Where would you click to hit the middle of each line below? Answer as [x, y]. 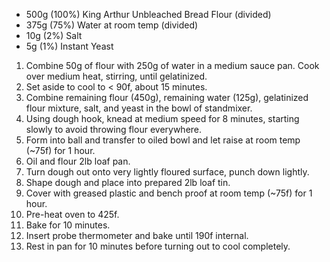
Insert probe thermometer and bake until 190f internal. [137, 235]
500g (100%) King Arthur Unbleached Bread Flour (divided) [148, 14]
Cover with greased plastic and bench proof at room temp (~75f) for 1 [169, 193]
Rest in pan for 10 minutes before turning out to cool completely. [158, 246]
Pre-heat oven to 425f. [72, 214]
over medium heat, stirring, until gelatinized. [116, 76]
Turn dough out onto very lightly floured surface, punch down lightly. [167, 172]
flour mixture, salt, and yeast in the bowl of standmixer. [139, 108]
